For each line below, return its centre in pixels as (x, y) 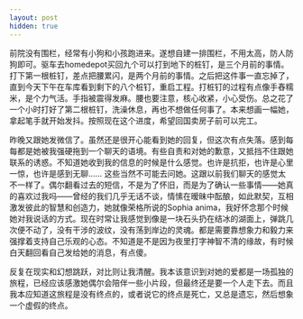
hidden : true (34, 26)
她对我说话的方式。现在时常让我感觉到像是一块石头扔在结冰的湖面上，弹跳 (147, 218)
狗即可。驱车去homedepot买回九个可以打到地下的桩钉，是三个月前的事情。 (149, 64)
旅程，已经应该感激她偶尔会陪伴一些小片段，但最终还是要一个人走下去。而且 (151, 283)
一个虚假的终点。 (41, 305)
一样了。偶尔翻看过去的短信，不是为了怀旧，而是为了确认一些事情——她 (151, 185)
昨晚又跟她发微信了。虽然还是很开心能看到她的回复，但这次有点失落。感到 (147, 140)
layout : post (34, 18)
